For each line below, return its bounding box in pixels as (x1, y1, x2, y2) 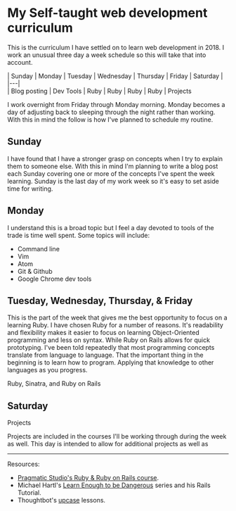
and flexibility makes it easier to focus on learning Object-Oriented (7, 329, 200, 337)
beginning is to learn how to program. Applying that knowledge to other (7, 358, 214, 367)
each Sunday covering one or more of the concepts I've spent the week (7, 169, 215, 177)
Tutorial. (17, 488, 42, 497)
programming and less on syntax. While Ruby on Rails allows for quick (7, 336, 211, 344)
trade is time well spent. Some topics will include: (7, 231, 150, 239)
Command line (17, 244, 60, 253)
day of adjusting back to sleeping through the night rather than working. (7, 108, 216, 116)
